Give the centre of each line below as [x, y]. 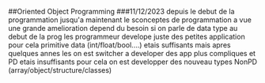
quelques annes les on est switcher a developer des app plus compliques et [132, 53]
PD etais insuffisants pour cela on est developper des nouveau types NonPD [133, 62]
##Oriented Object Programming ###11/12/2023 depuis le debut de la [121, 11]
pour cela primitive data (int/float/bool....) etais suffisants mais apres [119, 45]
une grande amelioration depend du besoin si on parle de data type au [123, 28]
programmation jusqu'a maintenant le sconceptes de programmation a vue [130, 20]
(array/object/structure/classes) [60, 70]
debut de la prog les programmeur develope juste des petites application [127, 36]
